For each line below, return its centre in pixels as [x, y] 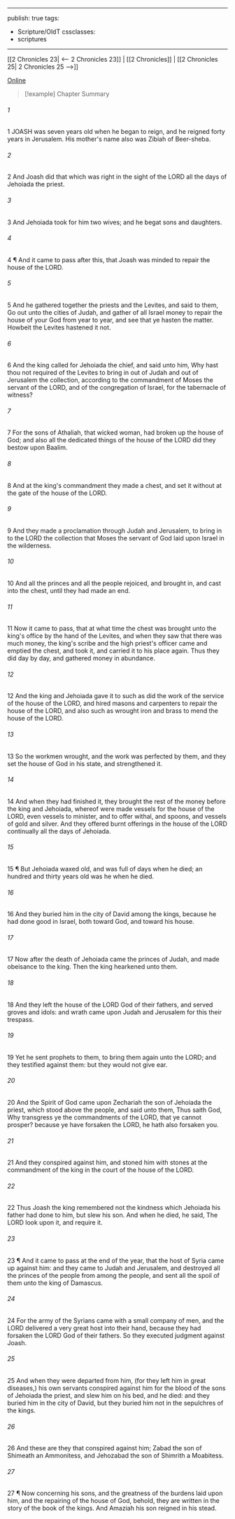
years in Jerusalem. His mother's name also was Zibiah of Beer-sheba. [109, 139]
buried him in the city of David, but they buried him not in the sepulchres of [115, 1403]
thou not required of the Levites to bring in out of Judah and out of [103, 373]
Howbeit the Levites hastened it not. [59, 327]
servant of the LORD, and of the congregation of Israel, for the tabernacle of [116, 388]
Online [17, 80]
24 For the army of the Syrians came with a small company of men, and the [116, 1320]
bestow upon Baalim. [37, 448]
